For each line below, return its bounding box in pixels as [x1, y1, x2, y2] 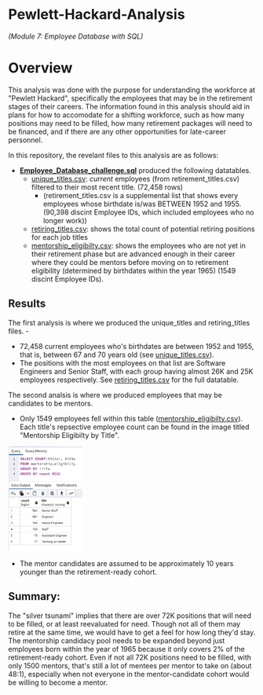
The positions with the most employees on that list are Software [19, 358, 226, 367]
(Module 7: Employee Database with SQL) [8, 31, 144, 41]
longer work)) [42, 215, 88, 225]
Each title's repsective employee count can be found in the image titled [19, 422, 250, 432]
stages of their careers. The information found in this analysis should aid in [8, 101, 250, 111]
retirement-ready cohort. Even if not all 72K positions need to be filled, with [8, 653, 252, 662]
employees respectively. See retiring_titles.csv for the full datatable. [19, 375, 239, 384]
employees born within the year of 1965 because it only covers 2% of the [8, 644, 246, 653]
